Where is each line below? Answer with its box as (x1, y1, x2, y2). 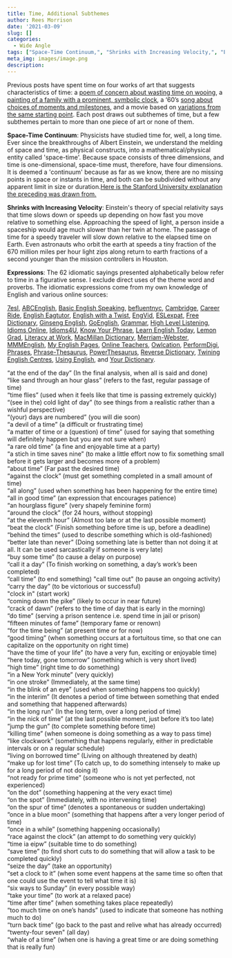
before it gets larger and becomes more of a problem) (7, 456, 160, 465)
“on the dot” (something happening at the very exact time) (7, 788, 173, 797)
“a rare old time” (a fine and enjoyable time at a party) (7, 442, 160, 450)
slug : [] (7, 29, 32, 37)
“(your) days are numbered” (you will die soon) (7, 413, 141, 421)
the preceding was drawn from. (7, 190, 97, 198)
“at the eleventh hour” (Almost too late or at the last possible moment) (7, 515, 206, 524)
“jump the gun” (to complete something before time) (7, 722, 156, 730)
